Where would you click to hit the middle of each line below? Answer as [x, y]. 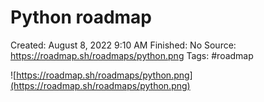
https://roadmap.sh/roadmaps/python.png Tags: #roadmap [132, 55]
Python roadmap [81, 17]
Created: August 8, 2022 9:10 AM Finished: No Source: [123, 45]
